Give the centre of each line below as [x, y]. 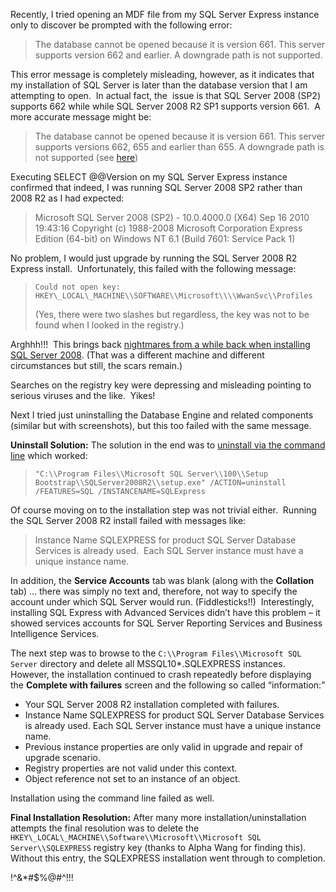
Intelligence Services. [55, 633]
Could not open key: [77, 287]
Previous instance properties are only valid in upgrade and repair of [163, 747]
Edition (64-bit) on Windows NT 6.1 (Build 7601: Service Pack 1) [165, 238]
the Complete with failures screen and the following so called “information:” [168, 685]
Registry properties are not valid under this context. [131, 768]
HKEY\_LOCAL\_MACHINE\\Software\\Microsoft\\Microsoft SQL [136, 838]
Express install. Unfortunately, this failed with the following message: [153, 268]
